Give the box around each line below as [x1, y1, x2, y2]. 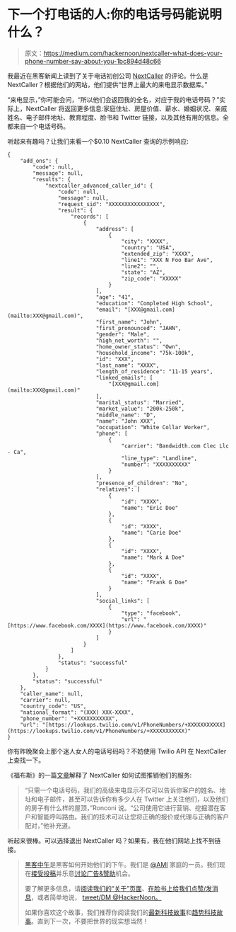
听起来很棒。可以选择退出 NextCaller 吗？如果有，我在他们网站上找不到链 [7, 836, 221, 845]
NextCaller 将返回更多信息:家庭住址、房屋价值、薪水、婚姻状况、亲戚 [25, 104, 228, 113]
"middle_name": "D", [95, 411, 157, 419]
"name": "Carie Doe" [121, 529, 182, 536]
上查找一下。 [7, 756, 45, 764]
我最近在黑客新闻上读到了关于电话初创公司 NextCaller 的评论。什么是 [7, 72, 209, 80]
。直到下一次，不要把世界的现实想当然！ [30, 916, 149, 925]
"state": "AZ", [121, 268, 166, 276]
